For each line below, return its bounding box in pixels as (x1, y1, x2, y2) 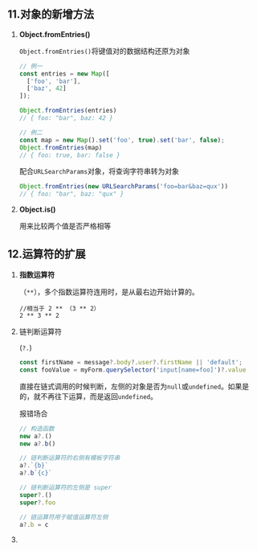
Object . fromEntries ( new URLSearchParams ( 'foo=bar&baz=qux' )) (18, 183, 229, 191)
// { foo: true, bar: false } (18, 151, 121, 159)
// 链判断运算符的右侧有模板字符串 (18, 454, 120, 463)
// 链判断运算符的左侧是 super (18, 483, 112, 491)
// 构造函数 (18, 425, 55, 433)
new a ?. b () (18, 439, 56, 448)
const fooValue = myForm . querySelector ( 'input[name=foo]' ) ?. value (18, 365, 247, 374)
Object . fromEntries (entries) (18, 107, 117, 115)
